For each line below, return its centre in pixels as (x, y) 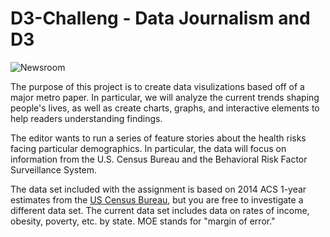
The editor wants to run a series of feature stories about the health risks (158, 138)
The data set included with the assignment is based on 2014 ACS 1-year (158, 189)
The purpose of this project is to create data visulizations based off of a (157, 86)
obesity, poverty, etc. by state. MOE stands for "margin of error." (143, 221)
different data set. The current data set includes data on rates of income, (160, 210)
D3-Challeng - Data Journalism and (160, 18)
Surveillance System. (54, 169)
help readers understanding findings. (86, 118)
